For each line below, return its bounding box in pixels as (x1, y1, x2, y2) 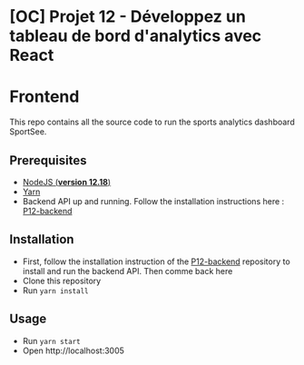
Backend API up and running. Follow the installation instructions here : (22, 195, 285, 206)
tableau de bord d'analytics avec (9, 25, 262, 46)
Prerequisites (9, 153, 87, 168)
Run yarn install (22, 284, 89, 296)
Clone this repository (22, 275, 102, 286)
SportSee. (9, 126, 47, 137)
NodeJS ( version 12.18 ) (22, 176, 112, 187)
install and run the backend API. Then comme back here (22, 265, 233, 276)
